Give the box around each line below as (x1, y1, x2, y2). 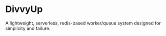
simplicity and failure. (5, 25, 51, 31)
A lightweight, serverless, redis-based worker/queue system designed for (5, 20, 161, 26)
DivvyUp (5, 3, 43, 15)
